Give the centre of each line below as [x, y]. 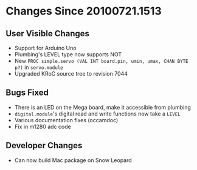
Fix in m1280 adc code [43, 126]
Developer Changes [44, 145]
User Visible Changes [47, 34]
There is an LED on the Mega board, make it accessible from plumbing [102, 107]
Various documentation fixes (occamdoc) [66, 120]
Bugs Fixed [27, 93]
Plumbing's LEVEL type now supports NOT [68, 54]
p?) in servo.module [39, 67]
